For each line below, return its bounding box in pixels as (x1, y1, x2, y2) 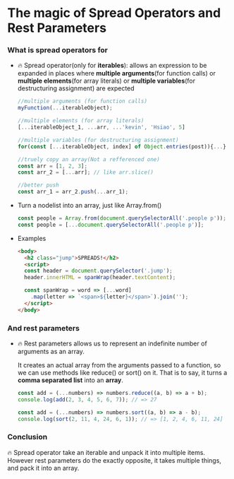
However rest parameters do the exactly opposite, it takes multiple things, (7, 456, 222, 464)
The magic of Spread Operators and (7, 5, 221, 21)
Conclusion (7, 432, 48, 442)
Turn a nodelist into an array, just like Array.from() (17, 201, 162, 210)
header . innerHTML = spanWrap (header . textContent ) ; (24, 274, 176, 281)
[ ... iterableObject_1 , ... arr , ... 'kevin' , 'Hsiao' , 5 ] (17, 124, 185, 131)
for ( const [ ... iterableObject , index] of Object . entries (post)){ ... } (17, 143, 227, 150)
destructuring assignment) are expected (17, 84, 135, 93)
